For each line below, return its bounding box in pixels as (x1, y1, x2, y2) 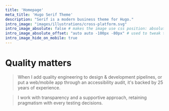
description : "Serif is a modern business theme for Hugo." (5, 17, 134, 22)
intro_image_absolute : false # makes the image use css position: (5, 26, 147, 31)
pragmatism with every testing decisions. (17, 99, 103, 106)
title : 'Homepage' (5, 7, 44, 13)
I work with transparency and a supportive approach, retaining (17, 94, 147, 100)
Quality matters (5, 58, 72, 69)
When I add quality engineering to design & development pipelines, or (17, 74, 162, 80)
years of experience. (17, 84, 61, 91)
